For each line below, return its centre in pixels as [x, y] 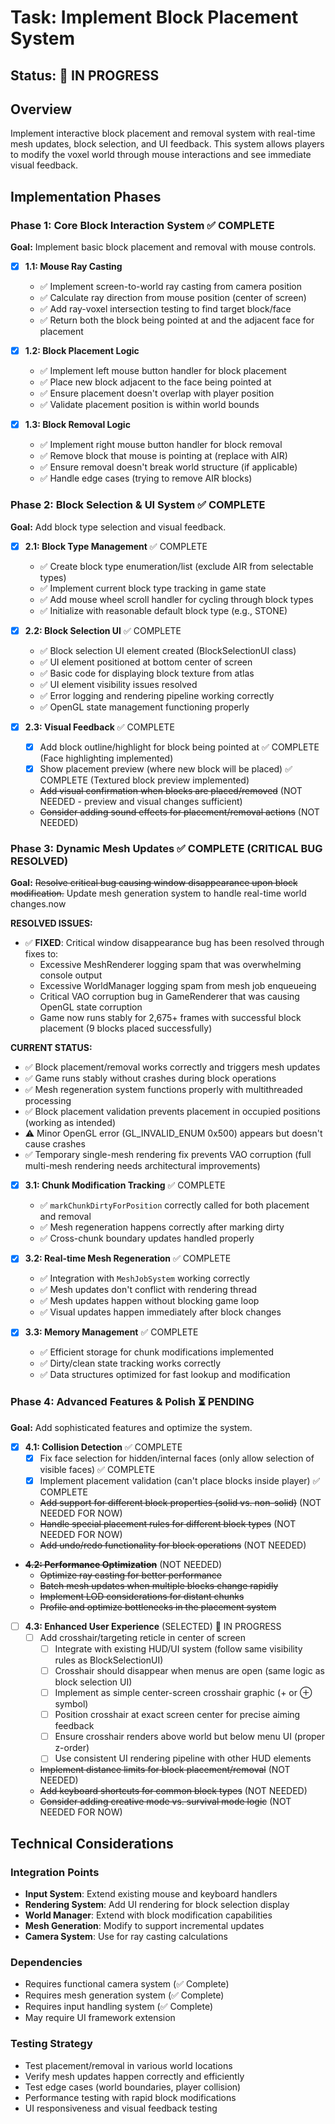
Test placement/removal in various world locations [128, 2065]
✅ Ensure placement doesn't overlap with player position [157, 393]
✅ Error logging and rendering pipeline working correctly [157, 695]
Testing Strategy [51, 2044]
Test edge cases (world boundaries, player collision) [133, 2087]
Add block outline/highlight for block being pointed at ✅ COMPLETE [179, 747]
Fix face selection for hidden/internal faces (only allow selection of [177, 1458]
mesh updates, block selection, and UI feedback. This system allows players [167, 144]
